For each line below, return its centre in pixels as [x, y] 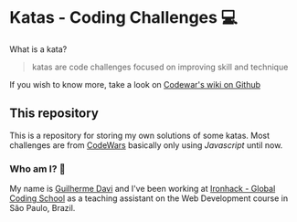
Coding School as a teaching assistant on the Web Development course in [149, 198]
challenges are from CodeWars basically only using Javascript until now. [146, 145]
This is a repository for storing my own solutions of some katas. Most [139, 135]
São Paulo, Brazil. [42, 208]
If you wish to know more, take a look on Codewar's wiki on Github [135, 84]
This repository [54, 114]
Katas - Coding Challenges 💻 [124, 18]
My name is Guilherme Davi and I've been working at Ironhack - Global [143, 189]
